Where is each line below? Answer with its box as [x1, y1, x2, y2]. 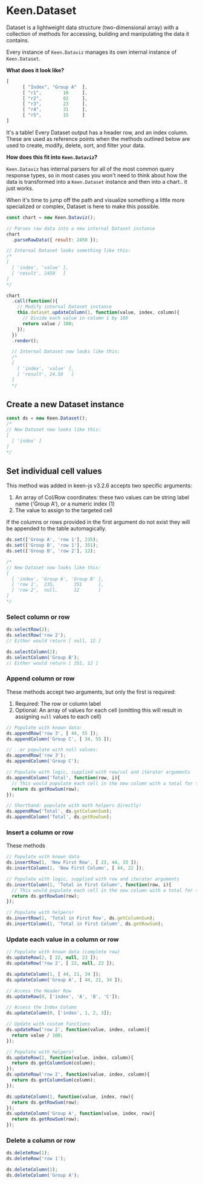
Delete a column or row [6, 1136, 76, 1145]
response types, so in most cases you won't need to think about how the [6, 171, 187, 179]
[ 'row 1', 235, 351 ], [11, 581, 104, 587]
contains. [6, 36, 30, 44]
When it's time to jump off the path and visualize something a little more [6, 196, 185, 203]
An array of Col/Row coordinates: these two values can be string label [14, 494, 190, 501]
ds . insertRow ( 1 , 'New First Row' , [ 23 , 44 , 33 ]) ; [6, 859, 139, 865]
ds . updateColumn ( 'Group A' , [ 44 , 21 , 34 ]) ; [6, 976, 123, 983]
